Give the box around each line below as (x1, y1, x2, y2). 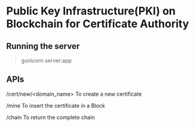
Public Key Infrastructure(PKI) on (6, 4, 176, 18)
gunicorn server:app (20, 57, 72, 64)
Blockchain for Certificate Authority (6, 17, 190, 31)
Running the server (6, 41, 80, 51)
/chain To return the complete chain (6, 113, 95, 121)
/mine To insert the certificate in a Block (6, 102, 105, 109)
